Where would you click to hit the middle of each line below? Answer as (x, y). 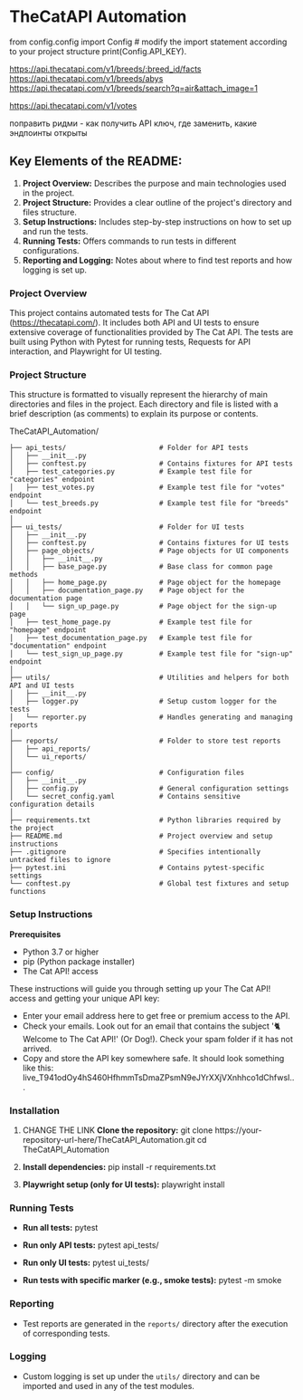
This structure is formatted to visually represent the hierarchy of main (139, 395)
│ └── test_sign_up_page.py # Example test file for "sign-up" (151, 654)
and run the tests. (55, 231)
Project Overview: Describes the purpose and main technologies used (154, 183)
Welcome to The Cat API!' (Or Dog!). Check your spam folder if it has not (158, 1039)
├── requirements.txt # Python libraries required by (145, 820)
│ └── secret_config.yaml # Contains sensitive (125, 797)
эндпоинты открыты (48, 132)
